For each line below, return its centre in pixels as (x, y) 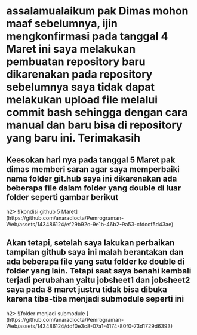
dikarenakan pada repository (79, 74)
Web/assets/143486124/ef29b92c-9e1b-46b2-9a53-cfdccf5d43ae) (90, 224)
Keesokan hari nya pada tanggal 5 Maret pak (91, 160)
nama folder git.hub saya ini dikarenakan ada (92, 178)
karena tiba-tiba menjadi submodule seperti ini (95, 299)
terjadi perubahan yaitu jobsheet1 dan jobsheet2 (98, 280)
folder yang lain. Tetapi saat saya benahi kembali (99, 271)
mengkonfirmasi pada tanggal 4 (87, 36)
